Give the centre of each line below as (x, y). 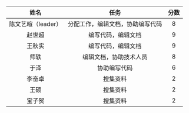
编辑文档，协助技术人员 (115, 57)
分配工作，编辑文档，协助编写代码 (115, 24)
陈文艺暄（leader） (36, 24)
